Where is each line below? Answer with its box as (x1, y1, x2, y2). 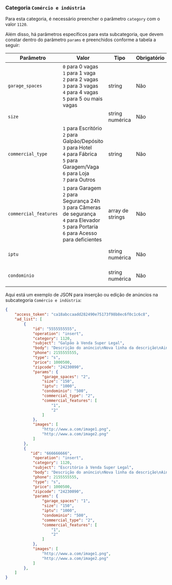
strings (108, 214, 125, 221)
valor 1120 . (5, 21, 28, 27)
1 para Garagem (62, 185, 101, 192)
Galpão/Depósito (62, 138, 103, 145)
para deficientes (62, 236, 102, 243)
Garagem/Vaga (62, 164, 99, 171)
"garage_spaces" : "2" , (41, 374, 91, 379)
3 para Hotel (62, 144, 92, 151)
